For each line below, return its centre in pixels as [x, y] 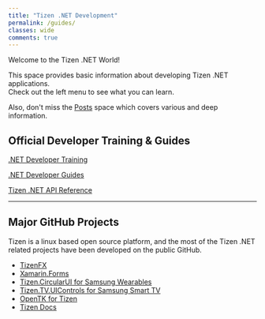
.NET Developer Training [48, 159]
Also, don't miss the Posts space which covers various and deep [113, 107]
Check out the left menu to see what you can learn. [91, 92]
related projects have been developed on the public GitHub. [105, 250]
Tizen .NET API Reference [50, 190]
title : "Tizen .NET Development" [63, 15]
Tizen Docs [38, 307]
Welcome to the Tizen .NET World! [64, 60]
